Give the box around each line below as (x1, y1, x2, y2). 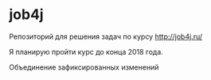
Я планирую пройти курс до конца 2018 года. (9, 47, 164, 56)
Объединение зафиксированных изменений (9, 62, 159, 72)
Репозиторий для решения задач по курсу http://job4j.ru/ (9, 32, 203, 41)
